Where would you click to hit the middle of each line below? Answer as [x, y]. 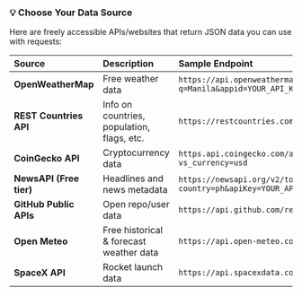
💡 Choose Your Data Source [71, 13]
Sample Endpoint [216, 64]
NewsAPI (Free [46, 178]
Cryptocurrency [136, 152]
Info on [118, 105]
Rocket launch [133, 267]
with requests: [36, 41]
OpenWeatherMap [54, 84]
